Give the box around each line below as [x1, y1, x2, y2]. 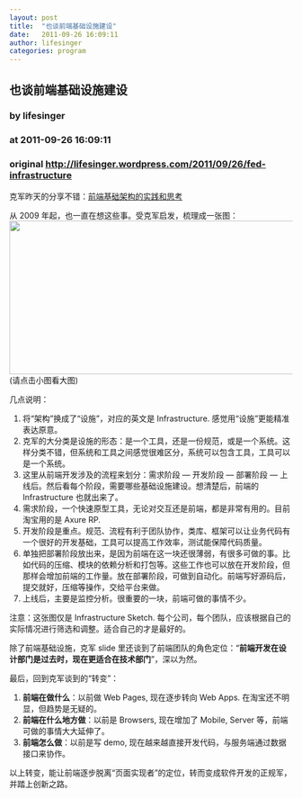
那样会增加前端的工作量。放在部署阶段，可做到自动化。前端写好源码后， [22, 570, 290, 581]
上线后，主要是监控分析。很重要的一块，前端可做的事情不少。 [22, 593, 252, 604]
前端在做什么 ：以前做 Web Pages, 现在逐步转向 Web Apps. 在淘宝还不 [22, 692, 282, 703]
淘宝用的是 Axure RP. [22, 514, 101, 525]
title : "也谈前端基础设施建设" [9, 22, 117, 31]
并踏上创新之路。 [9, 778, 73, 789]
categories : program [9, 47, 87, 56]
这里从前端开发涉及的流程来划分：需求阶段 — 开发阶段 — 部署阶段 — [22, 469, 279, 480]
